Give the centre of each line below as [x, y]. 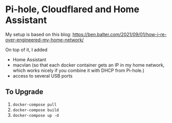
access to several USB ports [42, 76]
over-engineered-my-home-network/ [45, 40]
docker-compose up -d [36, 115]
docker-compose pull [35, 105]
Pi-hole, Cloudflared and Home [72, 9]
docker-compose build [36, 110]
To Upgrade [24, 92]
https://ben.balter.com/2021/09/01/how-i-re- [120, 34]
